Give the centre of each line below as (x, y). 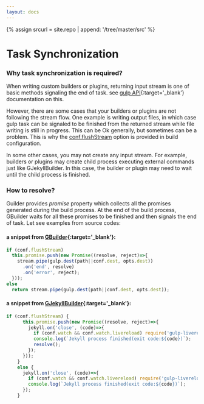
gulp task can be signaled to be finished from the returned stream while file (100, 124)
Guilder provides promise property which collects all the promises (89, 204)
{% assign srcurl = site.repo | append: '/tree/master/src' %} (81, 29)
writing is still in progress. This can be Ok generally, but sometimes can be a (102, 130)
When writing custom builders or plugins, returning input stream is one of (98, 87)
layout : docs (23, 12)
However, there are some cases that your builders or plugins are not (91, 111)
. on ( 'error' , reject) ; (51, 273)
